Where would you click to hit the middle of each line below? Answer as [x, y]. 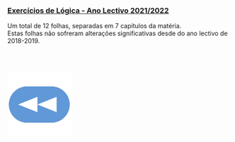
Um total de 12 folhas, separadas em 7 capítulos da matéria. [94, 26]
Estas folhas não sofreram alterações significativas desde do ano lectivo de [117, 33]
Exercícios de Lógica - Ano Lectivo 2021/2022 [88, 11]
